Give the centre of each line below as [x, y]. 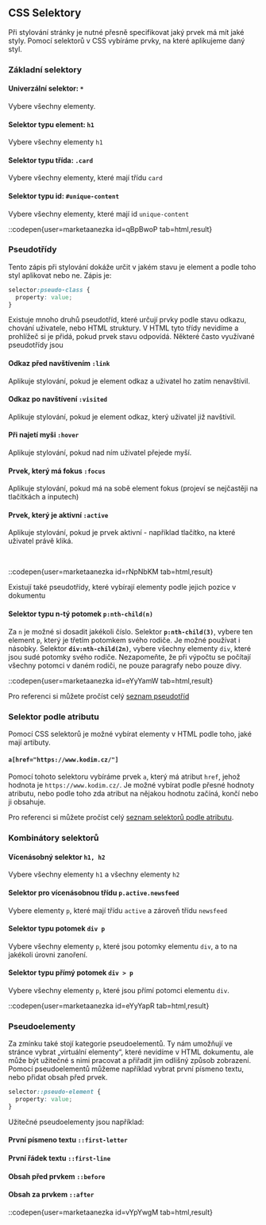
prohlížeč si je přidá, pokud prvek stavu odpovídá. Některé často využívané [132, 337]
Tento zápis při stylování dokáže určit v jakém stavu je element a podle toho [132, 267]
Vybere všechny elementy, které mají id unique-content [98, 214]
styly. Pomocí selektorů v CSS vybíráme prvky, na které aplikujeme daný [127, 40]
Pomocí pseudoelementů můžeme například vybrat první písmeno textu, [126, 1069]
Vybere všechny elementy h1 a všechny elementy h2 [94, 874]
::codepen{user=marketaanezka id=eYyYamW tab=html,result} [111, 680]
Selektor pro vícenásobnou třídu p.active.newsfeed [94, 892]
